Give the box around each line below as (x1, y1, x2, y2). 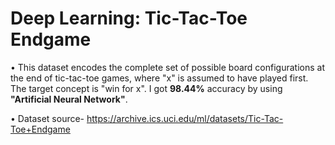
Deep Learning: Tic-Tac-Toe (10, 7, 248, 30)
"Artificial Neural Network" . (10, 93, 128, 105)
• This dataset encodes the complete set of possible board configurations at (10, 61, 325, 73)
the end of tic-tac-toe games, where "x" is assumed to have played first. (10, 72, 309, 84)
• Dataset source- (10, 112, 85, 124)
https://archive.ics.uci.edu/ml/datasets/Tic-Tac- (86, 112, 284, 124)
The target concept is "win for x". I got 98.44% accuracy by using (10, 82, 283, 94)
